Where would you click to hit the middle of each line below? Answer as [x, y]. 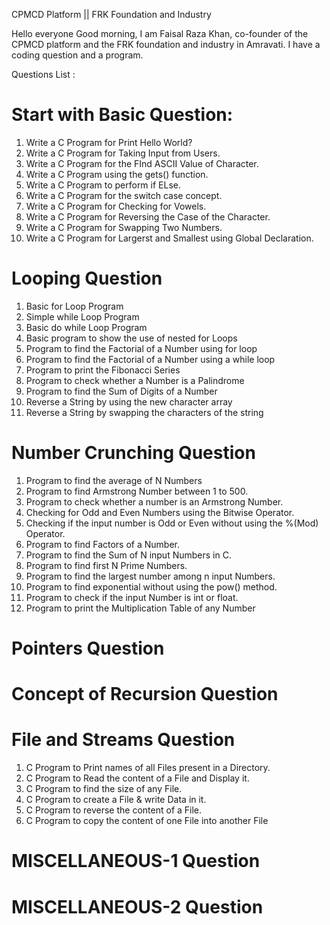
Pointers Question [88, 648]
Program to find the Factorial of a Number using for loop [141, 348]
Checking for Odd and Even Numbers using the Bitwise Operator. [160, 512]
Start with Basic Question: [122, 115]
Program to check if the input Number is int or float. [132, 597]
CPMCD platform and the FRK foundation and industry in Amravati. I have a [166, 44]
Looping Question [87, 278]
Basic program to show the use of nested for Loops [131, 338]
